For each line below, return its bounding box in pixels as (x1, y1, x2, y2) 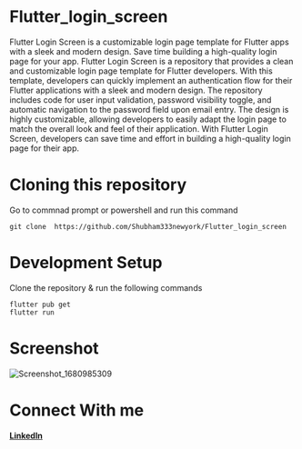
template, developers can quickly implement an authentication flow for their (9, 75, 293, 85)
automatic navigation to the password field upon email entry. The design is (9, 104, 289, 115)
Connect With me (9, 400, 145, 420)
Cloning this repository (9, 175, 187, 195)
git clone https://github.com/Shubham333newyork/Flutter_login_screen (9, 222, 287, 231)
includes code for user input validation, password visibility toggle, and (9, 94, 272, 105)
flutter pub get (9, 300, 71, 309)
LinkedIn (9, 430, 44, 441)
